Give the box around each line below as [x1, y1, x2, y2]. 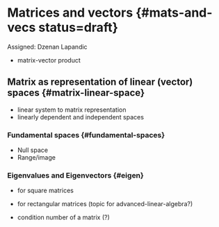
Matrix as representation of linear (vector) [7, 76, 193, 88]
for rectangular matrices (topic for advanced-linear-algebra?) [17, 200, 193, 208]
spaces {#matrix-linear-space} [7, 87, 145, 99]
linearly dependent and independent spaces [17, 112, 145, 121]
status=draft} [38, 19, 118, 35]
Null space [17, 146, 49, 154]
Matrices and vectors [7, 5, 133, 21]
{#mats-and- [135, 5, 213, 21]
